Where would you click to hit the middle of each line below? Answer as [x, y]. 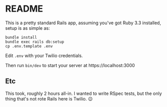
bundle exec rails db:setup [35, 42]
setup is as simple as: [28, 28]
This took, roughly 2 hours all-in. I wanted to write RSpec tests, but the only [84, 93]
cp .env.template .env [29, 46]
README [24, 9]
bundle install [21, 37]
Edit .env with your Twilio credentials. [44, 56]
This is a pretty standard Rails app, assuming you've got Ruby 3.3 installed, [83, 23]
